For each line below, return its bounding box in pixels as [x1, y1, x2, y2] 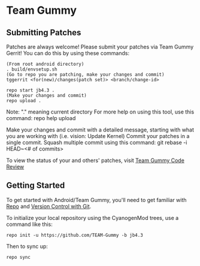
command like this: [6, 221, 53, 228]
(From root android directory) [6, 61, 84, 67]
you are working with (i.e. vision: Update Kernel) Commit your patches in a [6, 133, 190, 139]
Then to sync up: [6, 243, 48, 250]
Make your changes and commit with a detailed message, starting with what [6, 126, 195, 133]
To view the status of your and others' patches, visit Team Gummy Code [6, 157, 184, 164]
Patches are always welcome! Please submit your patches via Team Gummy [6, 43, 194, 50]
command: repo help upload [6, 115, 76, 121]
